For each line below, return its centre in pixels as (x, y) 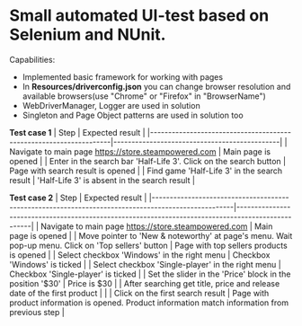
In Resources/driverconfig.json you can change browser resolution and (156, 86)
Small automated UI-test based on (139, 16)
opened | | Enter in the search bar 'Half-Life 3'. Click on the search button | (147, 161)
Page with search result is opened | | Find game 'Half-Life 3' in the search (146, 171)
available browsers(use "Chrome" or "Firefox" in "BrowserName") (144, 96)
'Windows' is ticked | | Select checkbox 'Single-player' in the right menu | (145, 264)
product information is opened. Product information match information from (149, 303)
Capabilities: (32, 59)
